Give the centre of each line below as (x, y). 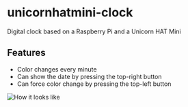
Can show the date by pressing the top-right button (89, 76)
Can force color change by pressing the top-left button (94, 84)
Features (26, 53)
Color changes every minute (57, 69)
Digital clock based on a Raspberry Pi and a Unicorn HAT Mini (94, 31)
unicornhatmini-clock (70, 13)
